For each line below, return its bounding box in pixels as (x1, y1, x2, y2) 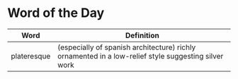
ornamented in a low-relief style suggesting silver (57, 51, 224, 61)
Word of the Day (7, 5, 105, 21)
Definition (125, 30, 159, 40)
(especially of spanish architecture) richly (57, 42, 196, 52)
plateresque (11, 51, 51, 61)
